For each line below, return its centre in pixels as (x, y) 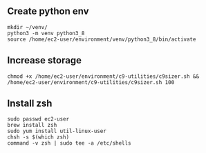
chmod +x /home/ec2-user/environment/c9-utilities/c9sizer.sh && (103, 76)
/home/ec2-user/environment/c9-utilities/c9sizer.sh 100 (91, 82)
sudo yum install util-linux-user (57, 131)
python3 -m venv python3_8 (46, 33)
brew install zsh (32, 125)
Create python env (48, 11)
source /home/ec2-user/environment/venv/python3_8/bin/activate (102, 39)
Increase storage (44, 60)
